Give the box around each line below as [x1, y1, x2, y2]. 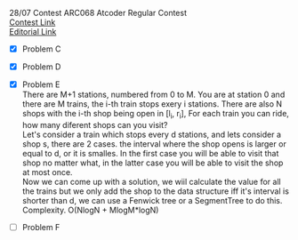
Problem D [21, 61, 61, 72]
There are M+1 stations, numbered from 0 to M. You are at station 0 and [21, 89, 286, 100]
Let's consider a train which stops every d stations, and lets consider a [21, 129, 282, 140]
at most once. [21, 166, 73, 177]
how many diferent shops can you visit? [21, 119, 168, 130]
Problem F [21, 221, 60, 232]
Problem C [21, 44, 61, 54]
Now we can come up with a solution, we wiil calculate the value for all [21, 176, 282, 187]
